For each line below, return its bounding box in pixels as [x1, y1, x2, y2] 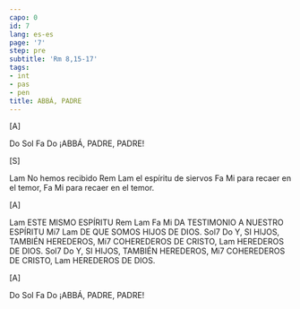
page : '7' [9, 38, 47, 47]
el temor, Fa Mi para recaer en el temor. [9, 183, 155, 193]
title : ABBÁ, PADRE [9, 96, 82, 106]
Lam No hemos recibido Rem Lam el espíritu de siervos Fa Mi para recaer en [9, 173, 292, 184]
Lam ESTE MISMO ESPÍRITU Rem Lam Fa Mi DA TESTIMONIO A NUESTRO [9, 217, 284, 228]
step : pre [9, 47, 47, 56]
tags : [9, 64, 30, 73]
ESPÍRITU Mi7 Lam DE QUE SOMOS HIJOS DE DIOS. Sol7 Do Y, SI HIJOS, [9, 227, 280, 237]
